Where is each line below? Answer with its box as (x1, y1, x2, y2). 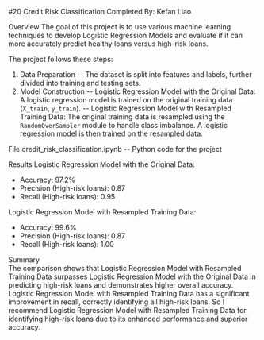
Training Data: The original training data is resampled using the (19, 112, 225, 122)
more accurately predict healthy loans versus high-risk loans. (8, 39, 209, 48)
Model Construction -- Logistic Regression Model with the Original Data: (19, 87, 256, 96)
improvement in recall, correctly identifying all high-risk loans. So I (8, 297, 225, 307)
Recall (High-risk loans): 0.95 (19, 192, 116, 201)
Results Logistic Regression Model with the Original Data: (8, 160, 196, 169)
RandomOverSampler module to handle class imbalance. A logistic (19, 121, 228, 129)
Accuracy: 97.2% (19, 175, 76, 184)
